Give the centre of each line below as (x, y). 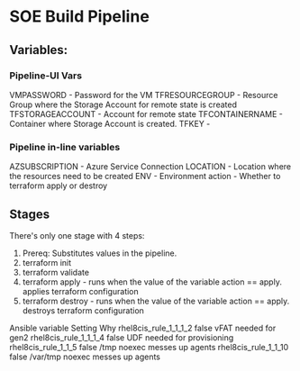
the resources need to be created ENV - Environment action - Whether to (145, 176)
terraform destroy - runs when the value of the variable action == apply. (156, 301)
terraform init (47, 262)
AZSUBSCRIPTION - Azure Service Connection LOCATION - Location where (150, 167)
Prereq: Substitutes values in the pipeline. (100, 253)
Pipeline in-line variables (65, 147)
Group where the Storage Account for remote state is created (123, 104)
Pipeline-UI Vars (46, 76)
